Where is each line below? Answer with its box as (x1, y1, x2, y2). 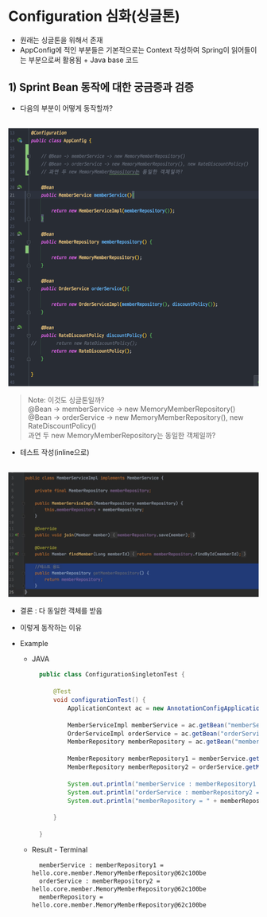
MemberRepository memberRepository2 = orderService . (67, 763, 246, 771)
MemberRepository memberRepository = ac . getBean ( (67, 738, 235, 746)
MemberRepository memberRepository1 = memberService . (67, 754, 250, 763)
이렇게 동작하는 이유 (19, 623, 82, 633)
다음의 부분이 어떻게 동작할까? (19, 103, 114, 112)
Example (19, 639, 49, 649)
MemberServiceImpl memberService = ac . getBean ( (67, 721, 228, 729)
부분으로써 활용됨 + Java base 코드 (28, 55, 139, 65)
